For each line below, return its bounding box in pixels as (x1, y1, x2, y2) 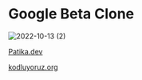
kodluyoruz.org (8, 62, 58, 72)
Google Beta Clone (8, 5, 135, 23)
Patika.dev (8, 46, 43, 56)
